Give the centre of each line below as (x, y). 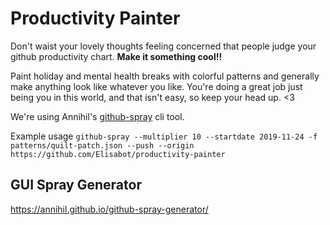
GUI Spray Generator (76, 185)
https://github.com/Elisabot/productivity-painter (118, 154)
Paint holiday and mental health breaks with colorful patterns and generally (165, 76)
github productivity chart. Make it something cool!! (116, 56)
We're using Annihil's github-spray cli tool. (97, 116)
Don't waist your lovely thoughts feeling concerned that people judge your (163, 46)
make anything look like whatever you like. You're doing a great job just (156, 86)
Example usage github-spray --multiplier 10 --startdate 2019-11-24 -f (164, 136)
